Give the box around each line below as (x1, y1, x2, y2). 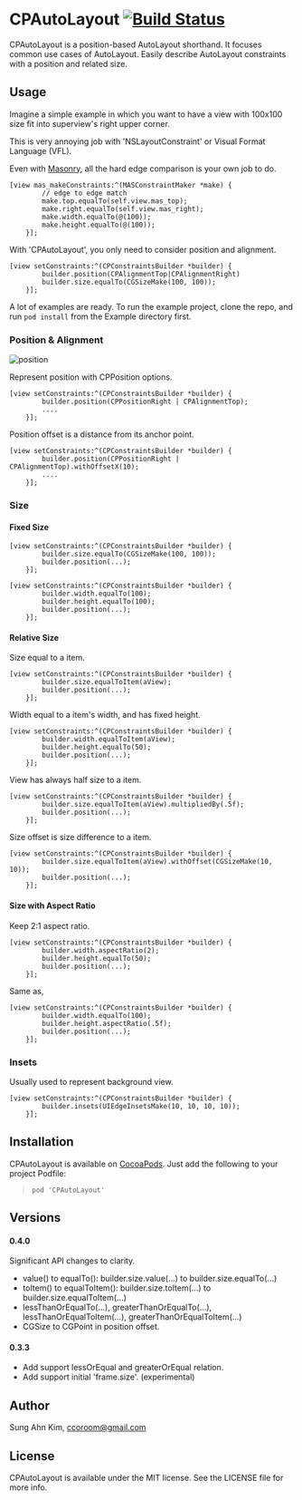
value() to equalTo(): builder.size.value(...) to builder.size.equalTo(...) (22, 1273, 278, 1284)
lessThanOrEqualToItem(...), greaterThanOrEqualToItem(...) (22, 1311, 242, 1322)
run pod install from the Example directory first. (9, 311, 192, 322)
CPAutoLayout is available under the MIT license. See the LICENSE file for (9, 1473, 284, 1484)
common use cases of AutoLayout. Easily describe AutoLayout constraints (9, 48, 287, 59)
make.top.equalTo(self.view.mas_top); (42, 196, 188, 206)
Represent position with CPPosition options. (9, 372, 173, 382)
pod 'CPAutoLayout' (31, 1185, 106, 1195)
